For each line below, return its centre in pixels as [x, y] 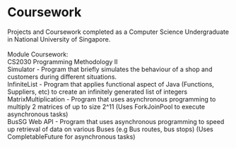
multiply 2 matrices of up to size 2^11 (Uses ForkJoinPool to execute [106, 106]
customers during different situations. [62, 76]
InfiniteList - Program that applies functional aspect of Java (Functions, [111, 84]
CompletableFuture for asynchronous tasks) [71, 136]
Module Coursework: [38, 54]
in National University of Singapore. [59, 39]
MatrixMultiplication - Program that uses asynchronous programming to [112, 99]
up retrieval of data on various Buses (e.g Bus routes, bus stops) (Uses [111, 129]
